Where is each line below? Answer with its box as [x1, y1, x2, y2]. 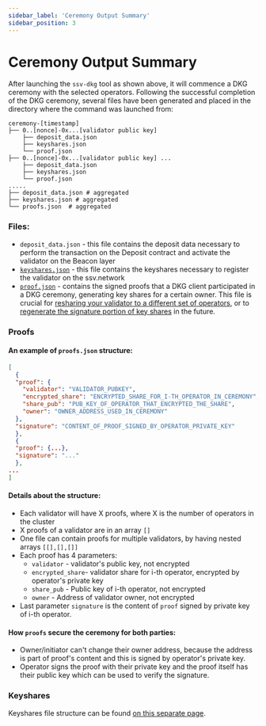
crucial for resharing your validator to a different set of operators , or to [19, 298, 249, 307]
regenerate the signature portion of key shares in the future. [19, 306, 216, 316]
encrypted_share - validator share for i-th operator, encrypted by [31, 568, 240, 577]
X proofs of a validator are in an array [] [19, 526, 151, 535]
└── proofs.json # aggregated [8, 203, 112, 211]
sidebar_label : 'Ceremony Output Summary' [8, 11, 150, 20]
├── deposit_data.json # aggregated [8, 189, 129, 197]
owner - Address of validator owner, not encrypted [31, 593, 195, 602]
